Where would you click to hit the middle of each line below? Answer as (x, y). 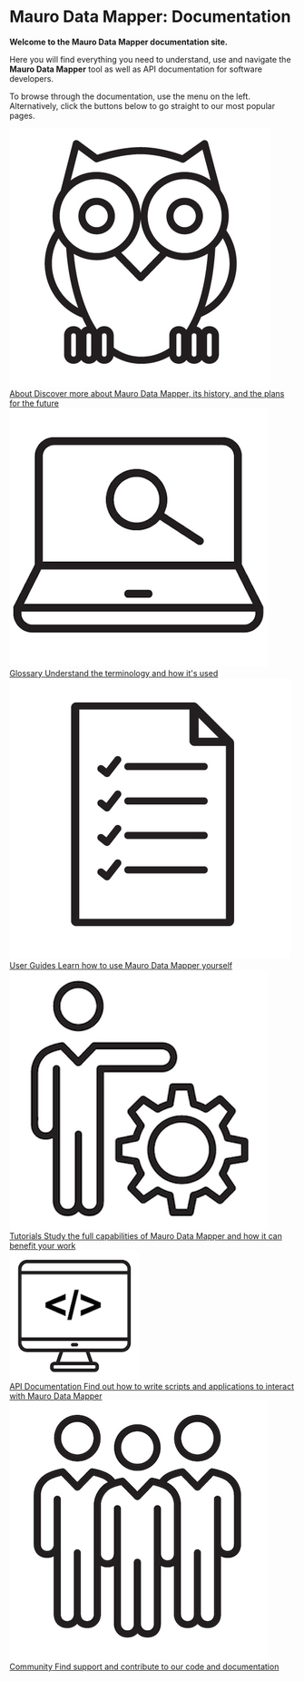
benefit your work (43, 1245)
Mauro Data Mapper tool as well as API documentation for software (136, 69)
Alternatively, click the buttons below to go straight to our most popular (142, 105)
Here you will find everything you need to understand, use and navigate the (151, 59)
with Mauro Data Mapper (56, 1396)
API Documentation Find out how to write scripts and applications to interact (152, 1386)
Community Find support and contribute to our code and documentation (144, 1666)
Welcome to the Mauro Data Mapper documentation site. (119, 42)
